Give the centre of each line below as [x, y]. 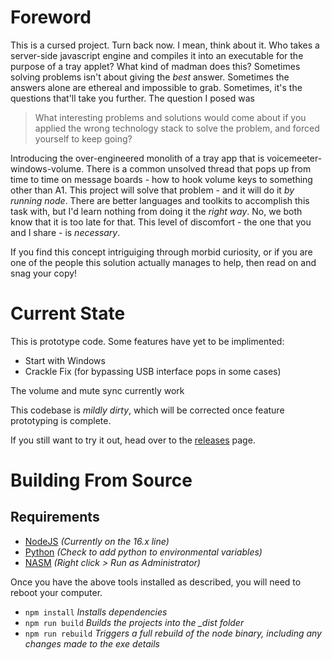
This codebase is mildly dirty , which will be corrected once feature [147, 410]
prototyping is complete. [61, 420]
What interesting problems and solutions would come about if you [170, 117]
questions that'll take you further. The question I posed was [132, 98]
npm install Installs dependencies [96, 612]
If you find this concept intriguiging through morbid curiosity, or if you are [161, 252]
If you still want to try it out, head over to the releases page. [133, 440]
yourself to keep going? [83, 138]
